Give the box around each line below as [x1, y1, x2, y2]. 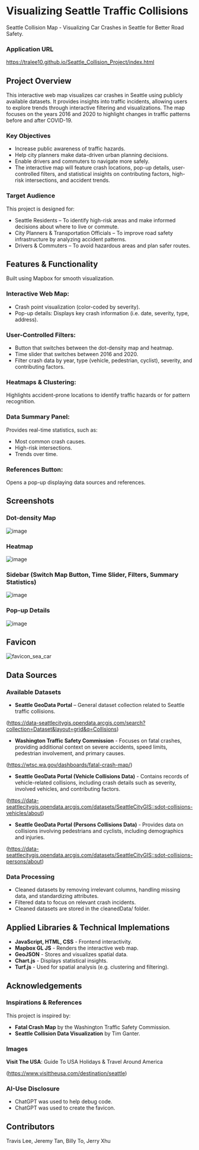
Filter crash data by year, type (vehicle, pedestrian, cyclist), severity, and [14, 357, 192, 364]
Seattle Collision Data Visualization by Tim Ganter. [14, 1030, 140, 1037]
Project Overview [6, 76, 72, 86]
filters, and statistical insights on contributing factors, [40, 171, 171, 178]
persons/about [6, 858, 43, 865]
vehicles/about [6, 810, 43, 817]
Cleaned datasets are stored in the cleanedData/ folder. [14, 905, 150, 912]
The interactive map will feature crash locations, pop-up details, [14, 164, 171, 171]
